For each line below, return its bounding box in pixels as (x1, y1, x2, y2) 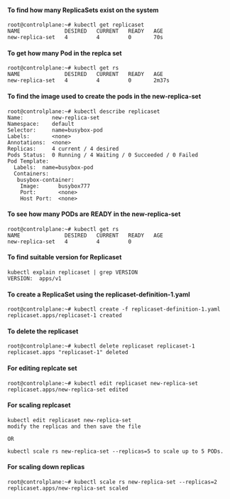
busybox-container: (16, 176, 75, 183)
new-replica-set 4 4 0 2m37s (7, 77, 170, 85)
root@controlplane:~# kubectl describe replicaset (7, 107, 160, 115)
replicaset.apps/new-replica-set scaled (7, 485, 129, 492)
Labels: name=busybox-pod (13, 163, 94, 171)
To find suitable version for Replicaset (7, 253, 122, 262)
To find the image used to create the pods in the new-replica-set (7, 92, 202, 100)
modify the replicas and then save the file (7, 423, 141, 430)
